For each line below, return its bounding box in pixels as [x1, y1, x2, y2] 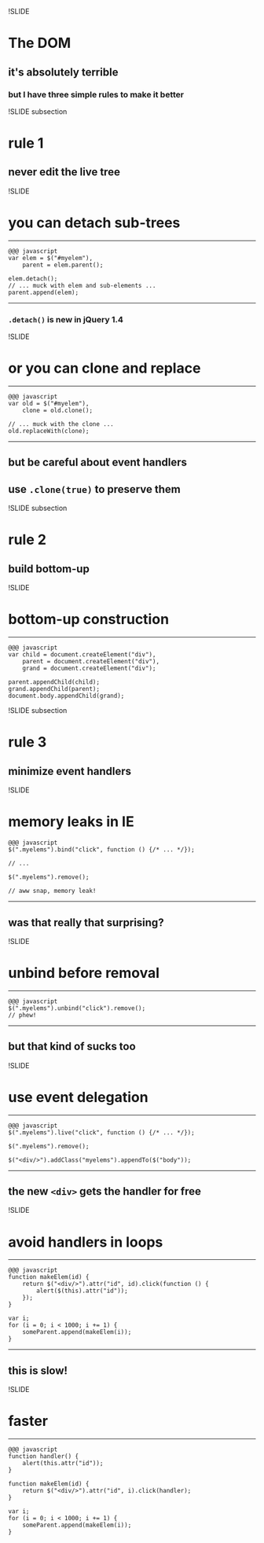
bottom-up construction [8, 611, 170, 628]
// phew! [8, 1011, 37, 1019]
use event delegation [8, 1088, 148, 1106]
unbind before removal [8, 964, 159, 982]
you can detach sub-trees [8, 214, 181, 232]
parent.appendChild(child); [8, 678, 101, 686]
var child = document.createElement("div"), [8, 651, 156, 659]
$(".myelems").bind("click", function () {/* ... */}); [8, 846, 195, 854]
